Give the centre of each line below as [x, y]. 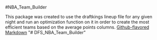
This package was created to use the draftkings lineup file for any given [79, 17]
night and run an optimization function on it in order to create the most [77, 22]
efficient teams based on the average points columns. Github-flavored [77, 27]
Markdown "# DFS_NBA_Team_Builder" [46, 32]
